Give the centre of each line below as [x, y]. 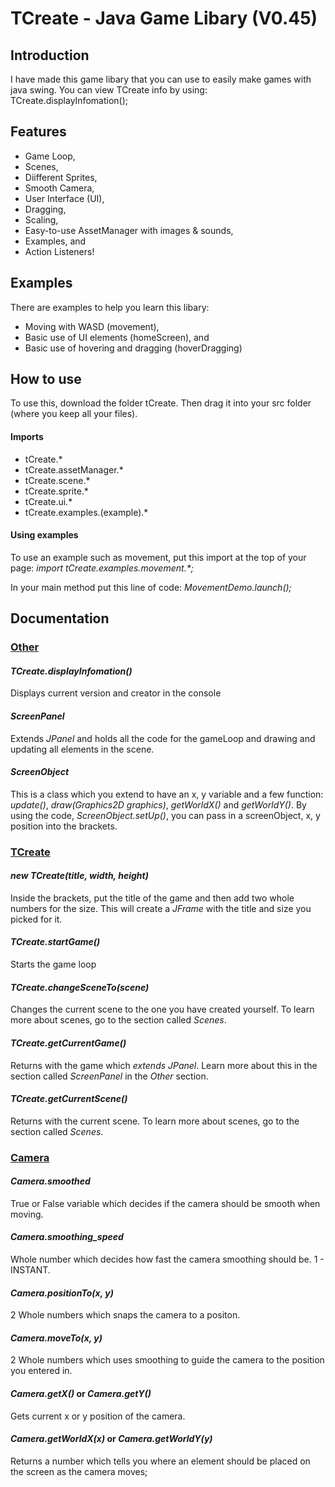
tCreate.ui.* [48, 501]
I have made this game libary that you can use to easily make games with [161, 79]
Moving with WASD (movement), [92, 326]
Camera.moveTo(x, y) [56, 1338]
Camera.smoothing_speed [67, 1237]
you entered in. [41, 1371]
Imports [27, 437]
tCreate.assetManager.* [74, 469]
